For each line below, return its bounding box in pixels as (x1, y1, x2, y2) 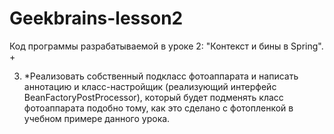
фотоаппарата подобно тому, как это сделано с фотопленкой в (23, 102, 294, 114)
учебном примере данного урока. (23, 112, 171, 124)
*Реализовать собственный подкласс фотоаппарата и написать (23, 70, 299, 82)
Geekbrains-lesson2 (9, 7, 184, 30)
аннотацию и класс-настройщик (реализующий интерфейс (23, 80, 277, 92)
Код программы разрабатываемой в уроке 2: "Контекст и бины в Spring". (9, 40, 324, 52)
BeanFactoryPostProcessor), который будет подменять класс (23, 91, 284, 103)
